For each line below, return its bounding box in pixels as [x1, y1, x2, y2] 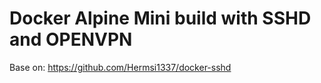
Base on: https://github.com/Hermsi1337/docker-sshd [9, 61, 232, 73]
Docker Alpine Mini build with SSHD [9, 7, 312, 30]
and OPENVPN [9, 28, 133, 51]
